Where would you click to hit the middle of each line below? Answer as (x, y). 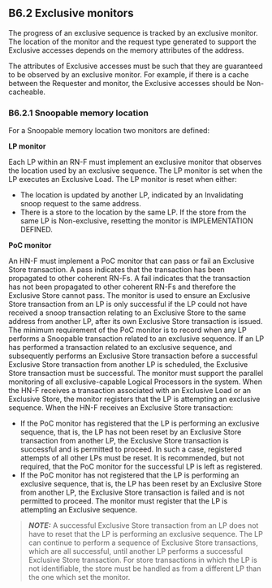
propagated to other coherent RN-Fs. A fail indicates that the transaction (130, 279)
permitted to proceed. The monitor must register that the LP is (124, 501)
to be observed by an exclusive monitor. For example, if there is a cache (129, 74)
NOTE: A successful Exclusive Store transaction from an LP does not (143, 525)
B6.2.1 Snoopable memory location (78, 113)
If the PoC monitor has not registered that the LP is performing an (130, 475)
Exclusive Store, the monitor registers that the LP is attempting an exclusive (134, 399)
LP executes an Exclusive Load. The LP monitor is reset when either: (123, 179)
